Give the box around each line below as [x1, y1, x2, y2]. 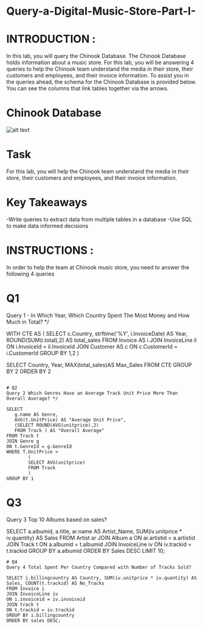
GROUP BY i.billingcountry [6, 612, 75, 618]
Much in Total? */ [6, 318, 50, 325]
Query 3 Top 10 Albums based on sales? [6, 516, 108, 523]
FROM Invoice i [6, 585, 45, 592]
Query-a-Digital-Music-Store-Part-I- [6, 4, 196, 18]
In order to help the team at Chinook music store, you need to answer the [6, 263, 190, 271]
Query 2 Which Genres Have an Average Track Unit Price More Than [6, 390, 178, 396]
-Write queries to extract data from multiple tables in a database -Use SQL [6, 215, 193, 223]
